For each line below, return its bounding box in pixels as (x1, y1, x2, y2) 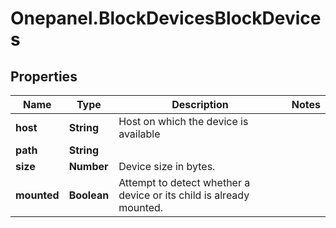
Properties (10, 68, 78, 85)
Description (171, 98, 229, 111)
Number (68, 160, 109, 173)
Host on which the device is (118, 115, 249, 128)
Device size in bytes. (118, 160, 216, 173)
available (118, 127, 161, 141)
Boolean (68, 188, 110, 202)
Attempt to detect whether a (118, 176, 251, 189)
